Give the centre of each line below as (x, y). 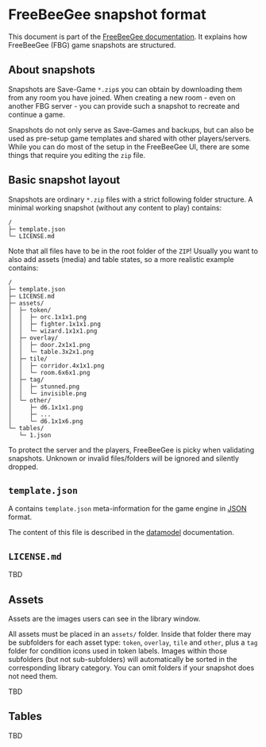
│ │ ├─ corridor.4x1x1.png (56, 366)
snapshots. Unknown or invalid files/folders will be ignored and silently (124, 458)
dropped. (23, 467)
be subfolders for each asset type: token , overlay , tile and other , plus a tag (133, 642)
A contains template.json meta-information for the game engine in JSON (127, 509)
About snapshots (52, 70)
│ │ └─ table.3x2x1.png (51, 352)
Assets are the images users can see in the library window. (104, 618)
